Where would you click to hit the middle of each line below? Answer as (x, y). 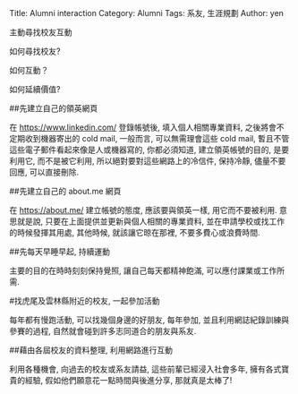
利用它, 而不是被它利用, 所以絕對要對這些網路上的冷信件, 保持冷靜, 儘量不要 (148, 161)
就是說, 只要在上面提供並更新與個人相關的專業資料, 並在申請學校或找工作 (150, 221)
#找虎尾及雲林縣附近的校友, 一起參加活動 (85, 301)
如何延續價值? (35, 89)
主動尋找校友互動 (41, 32)
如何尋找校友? (35, 51)
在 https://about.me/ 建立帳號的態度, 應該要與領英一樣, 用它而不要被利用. (143, 210)
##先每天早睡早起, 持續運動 (60, 252)
